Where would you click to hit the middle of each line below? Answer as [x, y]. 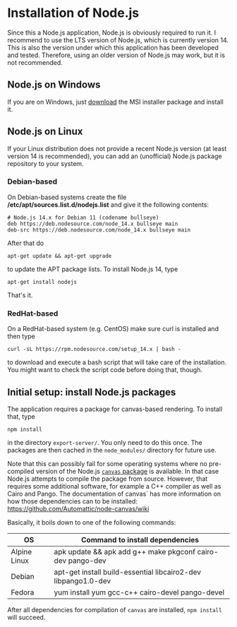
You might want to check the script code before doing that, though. [105, 370]
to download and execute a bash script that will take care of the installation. [117, 362]
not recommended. [35, 62]
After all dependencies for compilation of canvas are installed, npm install [115, 609]
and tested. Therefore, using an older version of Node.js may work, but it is [116, 55]
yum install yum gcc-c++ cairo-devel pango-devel [139, 592]
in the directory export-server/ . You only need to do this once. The [105, 442]
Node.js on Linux [45, 132]
